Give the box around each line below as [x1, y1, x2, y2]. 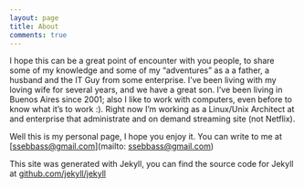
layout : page [9, 13, 59, 23]
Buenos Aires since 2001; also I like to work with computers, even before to [9, 94, 292, 105]
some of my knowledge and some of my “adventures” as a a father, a [9, 65, 270, 76]
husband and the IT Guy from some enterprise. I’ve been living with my [9, 75, 277, 86]
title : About [9, 22, 59, 31]
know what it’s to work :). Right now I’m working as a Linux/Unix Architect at [9, 104, 295, 115]
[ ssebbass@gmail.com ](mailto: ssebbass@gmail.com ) [9, 141, 215, 151]
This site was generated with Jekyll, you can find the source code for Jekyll [9, 159, 294, 170]
